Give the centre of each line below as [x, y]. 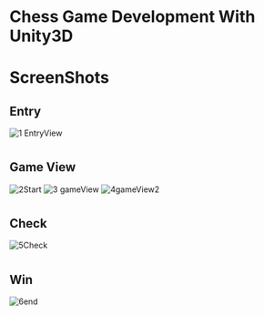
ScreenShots [59, 78]
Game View [43, 167]
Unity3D [41, 36]
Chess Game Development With [132, 17]
